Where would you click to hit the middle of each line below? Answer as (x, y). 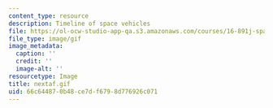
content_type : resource (49, 16)
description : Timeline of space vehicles (80, 24)
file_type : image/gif (45, 39)
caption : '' (36, 54)
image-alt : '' (39, 69)
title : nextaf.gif (39, 84)
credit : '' (34, 62)
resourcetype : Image (43, 76)
